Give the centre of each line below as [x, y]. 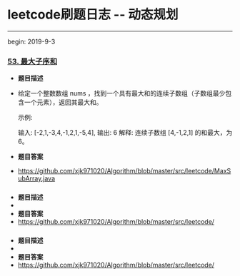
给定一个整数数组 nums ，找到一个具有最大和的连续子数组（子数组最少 [121, 93]
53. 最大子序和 [32, 61]
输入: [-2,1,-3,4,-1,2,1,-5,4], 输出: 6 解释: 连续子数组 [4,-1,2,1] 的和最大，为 [125, 133]
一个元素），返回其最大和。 [63, 102]
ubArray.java [36, 178]
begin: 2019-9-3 [31, 41]
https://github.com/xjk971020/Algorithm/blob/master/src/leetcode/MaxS [124, 171]
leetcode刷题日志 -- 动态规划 [93, 15]
